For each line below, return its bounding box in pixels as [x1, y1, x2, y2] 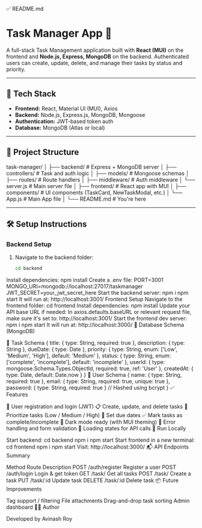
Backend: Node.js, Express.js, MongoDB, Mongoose [14, 111, 145, 118]
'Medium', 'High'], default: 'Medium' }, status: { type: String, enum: [6, 352, 171, 359]
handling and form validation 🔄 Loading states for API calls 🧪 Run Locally [6, 425, 186, 432]
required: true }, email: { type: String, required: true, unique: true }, [6, 378, 170, 385]
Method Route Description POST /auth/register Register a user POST [6, 464, 176, 471]
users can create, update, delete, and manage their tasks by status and [6, 59, 183, 66]
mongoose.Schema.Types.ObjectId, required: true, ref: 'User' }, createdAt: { [6, 365, 194, 372]
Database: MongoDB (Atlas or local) [14, 124, 105, 131]
